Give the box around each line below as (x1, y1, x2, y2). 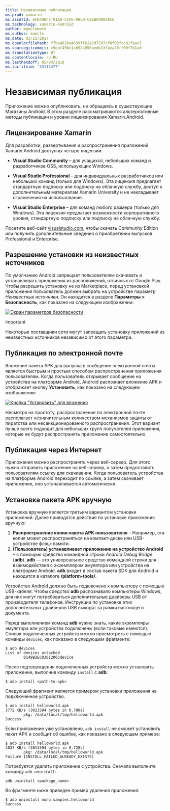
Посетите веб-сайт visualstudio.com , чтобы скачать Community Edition (5, 225, 158, 231)
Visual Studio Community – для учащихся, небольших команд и (12, 157, 151, 164)
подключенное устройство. (5, 693, 65, 699)
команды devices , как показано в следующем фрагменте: (5, 636, 131, 642)
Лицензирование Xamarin (5, 128, 91, 138)
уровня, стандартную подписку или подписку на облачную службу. (12, 215, 161, 221)
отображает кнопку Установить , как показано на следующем (5, 384, 140, 390)
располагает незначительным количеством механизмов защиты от (5, 415, 152, 421)
